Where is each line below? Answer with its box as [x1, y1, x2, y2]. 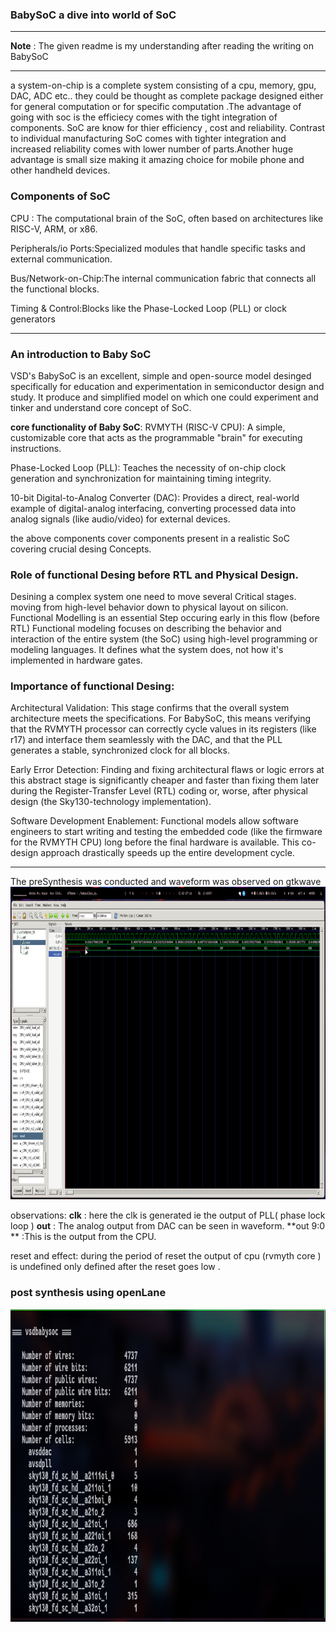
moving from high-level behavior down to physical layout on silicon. [10, 601, 289, 613]
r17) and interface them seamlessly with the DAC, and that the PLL [10, 734, 283, 746]
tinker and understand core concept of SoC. [10, 401, 192, 413]
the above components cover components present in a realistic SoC [10, 532, 290, 544]
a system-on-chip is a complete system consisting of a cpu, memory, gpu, [10, 79, 317, 92]
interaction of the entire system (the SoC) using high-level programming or [10, 633, 318, 645]
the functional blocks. [10, 283, 100, 295]
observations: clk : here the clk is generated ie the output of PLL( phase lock [10, 1209, 326, 1222]
